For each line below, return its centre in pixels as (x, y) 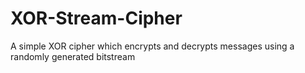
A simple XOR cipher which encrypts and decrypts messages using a (152, 46)
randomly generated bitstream (73, 56)
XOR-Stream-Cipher (96, 18)
